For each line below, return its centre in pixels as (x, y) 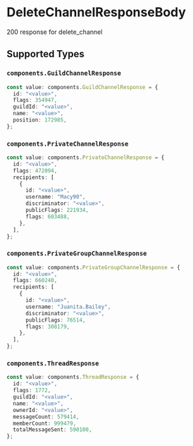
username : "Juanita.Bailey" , (68, 307)
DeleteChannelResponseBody (96, 12)
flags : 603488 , (48, 216)
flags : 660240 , (35, 281)
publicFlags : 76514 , (55, 320)
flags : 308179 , (48, 327)
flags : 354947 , (35, 100)
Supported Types (46, 54)
